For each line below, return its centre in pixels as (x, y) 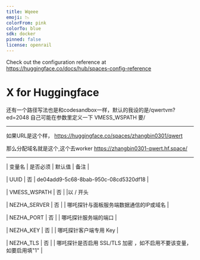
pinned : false (24, 39)
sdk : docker (21, 34)
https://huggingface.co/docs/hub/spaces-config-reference (79, 68)
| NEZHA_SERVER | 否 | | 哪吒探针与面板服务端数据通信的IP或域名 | (88, 204)
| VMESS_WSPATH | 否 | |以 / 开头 (47, 192)
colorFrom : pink (26, 23)
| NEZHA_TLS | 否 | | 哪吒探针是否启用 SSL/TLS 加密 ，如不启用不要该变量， (99, 243)
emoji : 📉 (18, 17)
